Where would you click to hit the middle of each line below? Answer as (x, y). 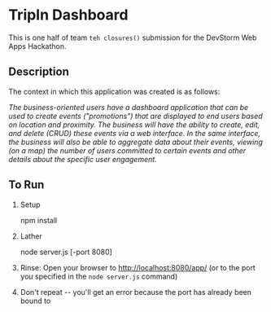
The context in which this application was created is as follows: (114, 91)
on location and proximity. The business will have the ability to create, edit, (134, 125)
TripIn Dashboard (68, 15)
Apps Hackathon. (37, 46)
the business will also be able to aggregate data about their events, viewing (135, 142)
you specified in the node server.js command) (99, 276)
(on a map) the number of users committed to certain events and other (127, 150)
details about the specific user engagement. (83, 159)
